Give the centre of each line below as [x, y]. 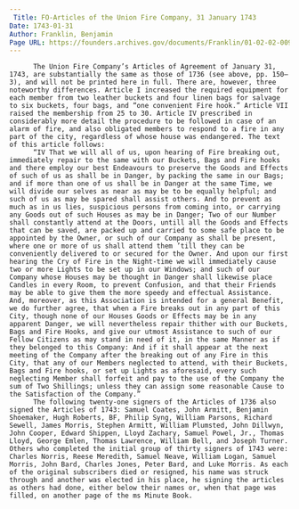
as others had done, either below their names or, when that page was [143, 488]
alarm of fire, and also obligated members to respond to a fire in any [147, 129]
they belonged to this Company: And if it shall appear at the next [139, 348]
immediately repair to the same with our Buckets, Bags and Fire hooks [145, 160]
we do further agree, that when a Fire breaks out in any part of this [145, 308]
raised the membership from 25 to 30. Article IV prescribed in [131, 114]
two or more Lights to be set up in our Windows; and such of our [135, 270]
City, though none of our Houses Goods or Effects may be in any [133, 316]
